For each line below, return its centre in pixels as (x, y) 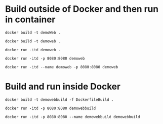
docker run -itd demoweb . (33, 50)
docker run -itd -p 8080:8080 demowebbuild (51, 108)
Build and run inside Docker (63, 87)
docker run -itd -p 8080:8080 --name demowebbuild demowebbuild (73, 117)
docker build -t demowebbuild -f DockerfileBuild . (59, 99)
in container (30, 19)
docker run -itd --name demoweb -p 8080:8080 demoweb (62, 67)
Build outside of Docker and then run (82, 9)
